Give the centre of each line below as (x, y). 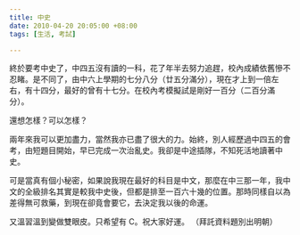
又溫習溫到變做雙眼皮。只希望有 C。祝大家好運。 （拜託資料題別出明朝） (144, 222)
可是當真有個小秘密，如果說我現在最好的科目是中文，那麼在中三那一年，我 (146, 181)
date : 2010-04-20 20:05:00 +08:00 (74, 26)
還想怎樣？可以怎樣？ (48, 120)
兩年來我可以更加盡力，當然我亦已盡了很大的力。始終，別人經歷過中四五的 (146, 140)
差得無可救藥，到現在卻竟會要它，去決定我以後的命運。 (111, 203)
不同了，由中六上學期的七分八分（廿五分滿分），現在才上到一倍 (155, 79)
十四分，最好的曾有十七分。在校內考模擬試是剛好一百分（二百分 (150, 91)
